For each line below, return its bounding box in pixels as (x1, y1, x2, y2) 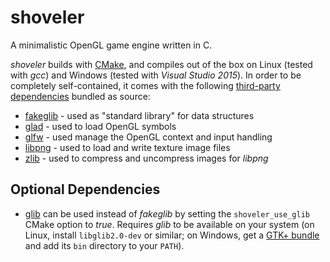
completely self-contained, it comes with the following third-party (10, 79, 281, 91)
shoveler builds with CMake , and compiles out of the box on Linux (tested (10, 58, 313, 70)
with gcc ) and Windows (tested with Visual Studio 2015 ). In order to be (10, 69, 302, 81)
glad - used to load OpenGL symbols (24, 120, 177, 132)
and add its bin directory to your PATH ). (24, 239, 185, 251)
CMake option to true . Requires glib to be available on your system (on (24, 218, 315, 230)
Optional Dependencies (10, 181, 161, 198)
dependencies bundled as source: (10, 90, 151, 102)
